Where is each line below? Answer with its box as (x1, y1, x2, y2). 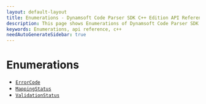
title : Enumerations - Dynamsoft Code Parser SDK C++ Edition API (6, 15, 180, 21)
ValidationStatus (15, 92, 60, 98)
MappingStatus (15, 86, 51, 92)
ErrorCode (15, 80, 41, 86)
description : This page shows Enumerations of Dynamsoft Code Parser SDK (6, 20, 199, 26)
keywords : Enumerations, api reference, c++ (6, 26, 122, 32)
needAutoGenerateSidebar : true (6, 32, 86, 38)
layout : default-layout (6, 9, 67, 15)
